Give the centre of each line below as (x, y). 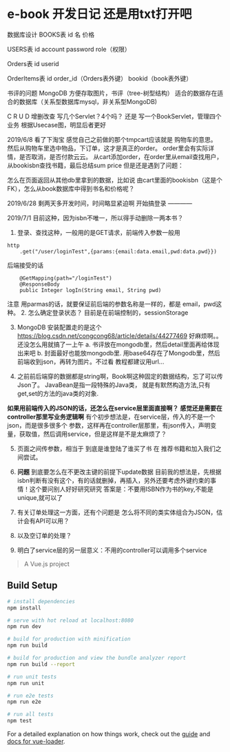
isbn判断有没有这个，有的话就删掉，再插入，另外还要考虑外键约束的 (114, 480)
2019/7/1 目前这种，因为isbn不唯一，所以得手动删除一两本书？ (95, 218)
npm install (24, 608)
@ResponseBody (40, 284)
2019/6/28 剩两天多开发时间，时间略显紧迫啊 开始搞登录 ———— (100, 203)
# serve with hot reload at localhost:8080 (71, 620)
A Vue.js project (47, 564)
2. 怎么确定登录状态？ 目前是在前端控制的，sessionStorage (104, 312)
